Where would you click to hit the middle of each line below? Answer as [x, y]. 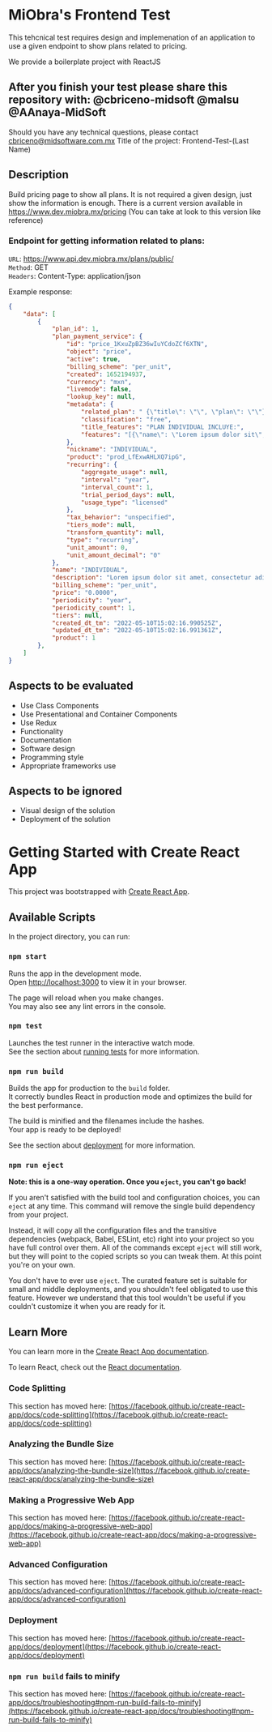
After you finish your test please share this [118, 87]
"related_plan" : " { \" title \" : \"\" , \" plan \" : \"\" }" [175, 412]
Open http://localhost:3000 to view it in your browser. [98, 981]
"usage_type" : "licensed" [124, 502]
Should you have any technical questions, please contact [104, 132]
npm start [28, 957]
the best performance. [46, 1105]
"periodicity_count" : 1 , [93, 608]
